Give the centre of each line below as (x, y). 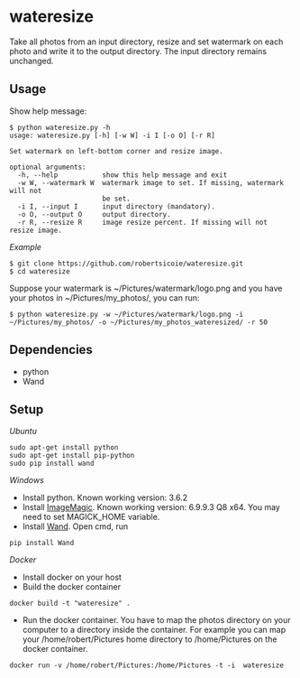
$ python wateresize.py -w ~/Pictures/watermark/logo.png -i (127, 314)
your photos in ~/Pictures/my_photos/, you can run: (105, 297)
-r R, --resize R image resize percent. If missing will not (143, 222)
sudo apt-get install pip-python (72, 456)
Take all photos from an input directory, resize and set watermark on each (146, 42)
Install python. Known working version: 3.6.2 (105, 497)
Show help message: (48, 111)
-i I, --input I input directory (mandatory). (117, 206)
